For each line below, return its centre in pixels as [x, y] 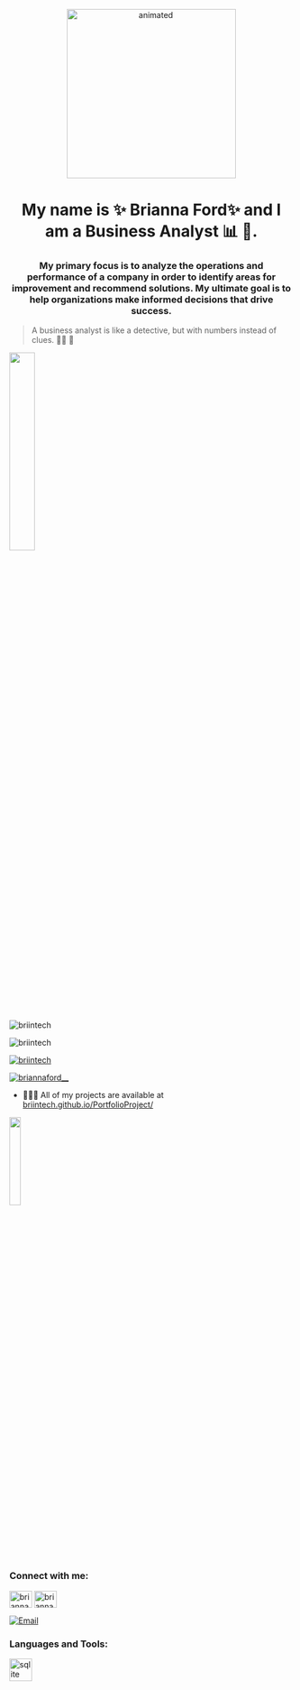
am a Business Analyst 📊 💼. [151, 231]
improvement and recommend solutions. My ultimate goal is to [151, 289]
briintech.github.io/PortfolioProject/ [88, 1104]
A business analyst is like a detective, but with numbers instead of [154, 330]
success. [151, 311]
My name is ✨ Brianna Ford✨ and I [151, 210]
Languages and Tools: [59, 1644]
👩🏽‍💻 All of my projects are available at [93, 1095]
